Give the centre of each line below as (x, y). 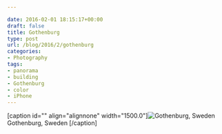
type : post (23, 38)
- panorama (23, 70)
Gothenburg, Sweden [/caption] (52, 123)
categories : (24, 52)
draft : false (26, 26)
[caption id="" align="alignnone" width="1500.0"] (78, 116)
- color (18, 90)
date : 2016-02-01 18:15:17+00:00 (55, 19)
